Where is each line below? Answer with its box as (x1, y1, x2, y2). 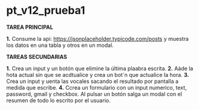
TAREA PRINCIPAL (6, 23, 53, 31)
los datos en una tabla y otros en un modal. (6, 41, 114, 49)
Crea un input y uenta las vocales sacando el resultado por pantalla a (6, 78, 179, 85)
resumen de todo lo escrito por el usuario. (6, 97, 111, 104)
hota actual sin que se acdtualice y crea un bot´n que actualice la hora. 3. (6, 71, 189, 78)
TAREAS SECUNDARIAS (6, 53, 68, 60)
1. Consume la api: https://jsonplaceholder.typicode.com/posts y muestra (6, 35, 189, 42)
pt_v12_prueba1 (6, 4, 86, 17)
